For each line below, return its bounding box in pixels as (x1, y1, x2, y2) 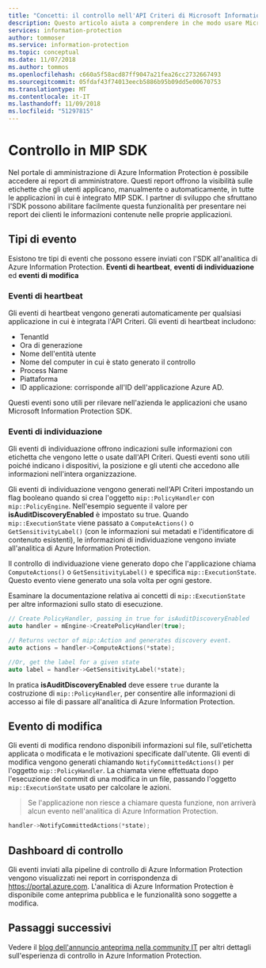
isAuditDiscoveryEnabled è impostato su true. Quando (8, 510, 189, 520)
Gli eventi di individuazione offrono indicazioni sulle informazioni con (8, 444, 233, 454)
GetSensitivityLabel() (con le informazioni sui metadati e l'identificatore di (8, 527, 254, 536)
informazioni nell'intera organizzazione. (8, 469, 137, 479)
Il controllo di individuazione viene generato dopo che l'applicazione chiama (8, 559, 256, 569)
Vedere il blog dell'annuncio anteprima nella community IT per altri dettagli (8, 942, 252, 951)
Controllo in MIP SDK (8, 142, 148, 159)
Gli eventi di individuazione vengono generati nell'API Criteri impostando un (8, 485, 254, 494)
